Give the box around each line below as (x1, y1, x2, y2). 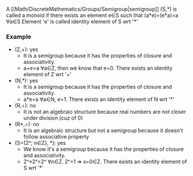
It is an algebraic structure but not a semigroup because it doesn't (23, 127, 183, 134)
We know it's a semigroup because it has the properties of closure (23, 145, 184, 153)
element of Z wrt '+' (23, 71, 72, 78)
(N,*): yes (14, 77, 38, 84)
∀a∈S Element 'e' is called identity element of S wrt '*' (6, 18, 138, 25)
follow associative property (23, 133, 89, 140)
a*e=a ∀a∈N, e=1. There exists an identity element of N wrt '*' (23, 96, 175, 103)
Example (6, 32, 32, 40)
